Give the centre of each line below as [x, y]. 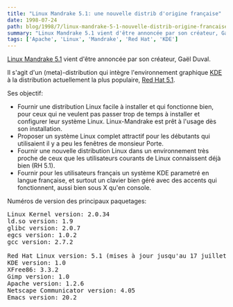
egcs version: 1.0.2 [42, 235]
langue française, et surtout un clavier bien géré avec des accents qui [117, 180]
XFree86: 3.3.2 [33, 270]
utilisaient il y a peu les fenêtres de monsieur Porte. [90, 143]
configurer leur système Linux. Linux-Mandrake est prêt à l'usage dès [117, 121]
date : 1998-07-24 [32, 20]
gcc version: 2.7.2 [40, 242]
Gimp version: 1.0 [38, 277]
